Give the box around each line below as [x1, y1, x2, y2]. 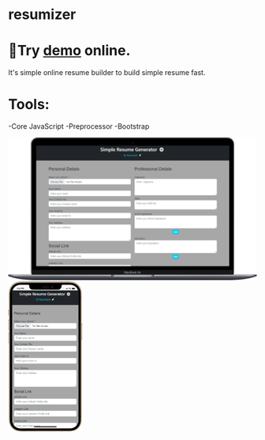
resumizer [8, 6, 77, 24]
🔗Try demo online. [8, 42, 131, 60]
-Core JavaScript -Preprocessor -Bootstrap [8, 122, 150, 131]
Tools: [8, 96, 50, 114]
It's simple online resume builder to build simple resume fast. [8, 68, 206, 77]
